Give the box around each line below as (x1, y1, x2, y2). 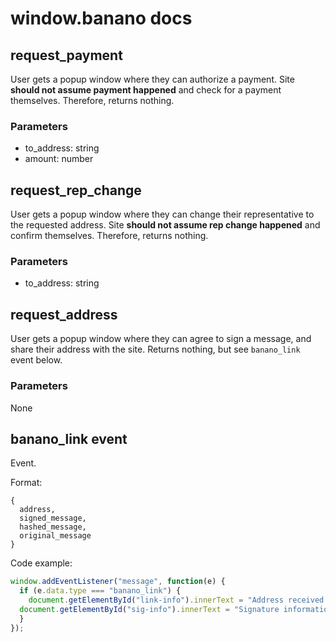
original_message (19, 531, 92, 541)
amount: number (24, 153, 94, 165)
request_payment (10, 47, 123, 64)
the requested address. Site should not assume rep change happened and (10, 219, 321, 231)
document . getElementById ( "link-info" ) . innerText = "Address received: (28, 595, 329, 606)
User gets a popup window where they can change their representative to (10, 208, 315, 221)
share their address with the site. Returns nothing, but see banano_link (10, 343, 301, 356)
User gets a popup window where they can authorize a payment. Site (10, 73, 295, 85)
